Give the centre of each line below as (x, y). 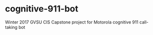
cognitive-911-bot (42, 9)
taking (11, 27)
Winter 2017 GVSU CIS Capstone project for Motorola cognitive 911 (72, 22)
